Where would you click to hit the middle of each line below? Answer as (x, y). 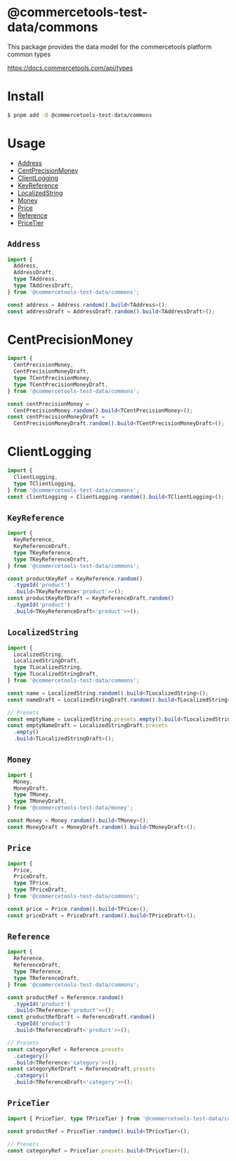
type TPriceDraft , (41, 890)
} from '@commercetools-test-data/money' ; (70, 808)
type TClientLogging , (45, 483)
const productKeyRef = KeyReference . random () (75, 578)
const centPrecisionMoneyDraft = (56, 417)
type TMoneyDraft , (41, 801)
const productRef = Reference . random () (66, 998)
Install (26, 97)
